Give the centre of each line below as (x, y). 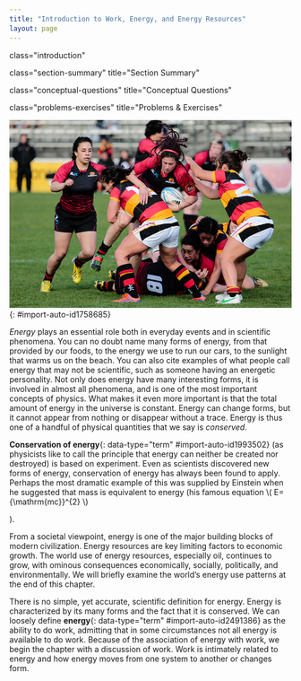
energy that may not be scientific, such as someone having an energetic (142, 370)
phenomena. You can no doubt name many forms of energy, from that (138, 342)
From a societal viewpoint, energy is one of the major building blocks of (141, 537)
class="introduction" (47, 55)
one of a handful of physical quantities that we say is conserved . (129, 427)
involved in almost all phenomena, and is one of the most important (133, 389)
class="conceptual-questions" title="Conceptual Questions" (121, 90)
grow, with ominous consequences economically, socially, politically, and (144, 565)
